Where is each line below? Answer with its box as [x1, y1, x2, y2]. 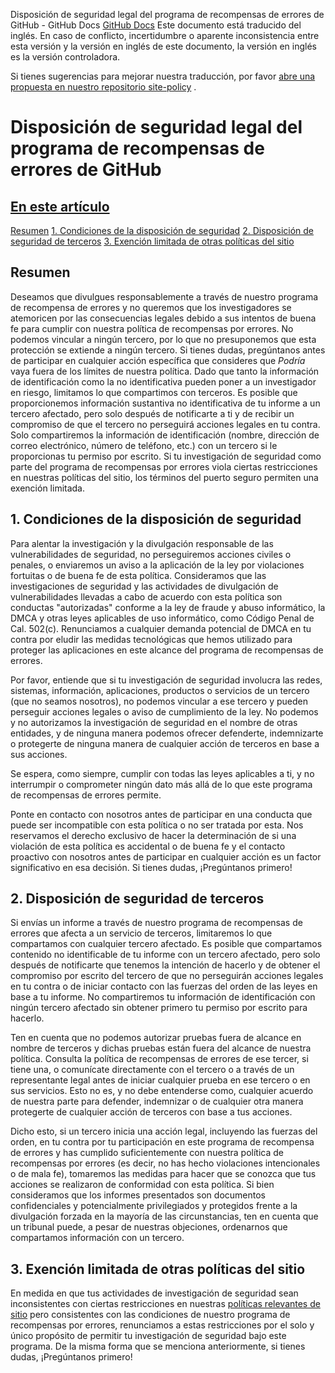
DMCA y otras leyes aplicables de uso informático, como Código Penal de [10, 612, 315, 624]
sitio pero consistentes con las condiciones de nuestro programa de [10, 1309, 291, 1321]
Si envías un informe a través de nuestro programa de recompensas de [10, 917, 303, 929]
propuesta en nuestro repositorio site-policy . [10, 81, 197, 93]
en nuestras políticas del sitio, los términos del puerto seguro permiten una [10, 471, 319, 483]
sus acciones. [10, 748, 68, 760]
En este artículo [10, 198, 110, 215]
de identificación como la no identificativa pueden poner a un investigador [10, 375, 317, 388]
